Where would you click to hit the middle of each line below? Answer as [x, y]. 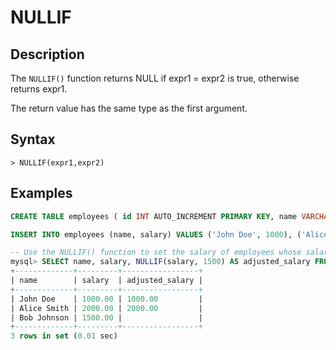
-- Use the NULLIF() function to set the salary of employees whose [156, 252]
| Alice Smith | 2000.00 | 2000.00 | [106, 308]
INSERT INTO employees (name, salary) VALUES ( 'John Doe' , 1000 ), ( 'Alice [169, 234]
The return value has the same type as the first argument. [129, 108]
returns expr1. [39, 89]
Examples [41, 193]
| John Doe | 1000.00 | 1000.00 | [106, 299]
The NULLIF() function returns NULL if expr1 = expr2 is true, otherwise [155, 78]
